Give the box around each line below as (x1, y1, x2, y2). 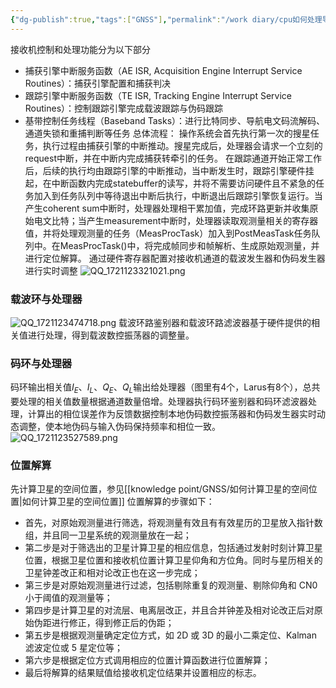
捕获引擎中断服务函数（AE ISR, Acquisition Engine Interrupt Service (24, 64, 303, 76)
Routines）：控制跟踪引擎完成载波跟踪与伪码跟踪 (24, 102, 224, 114)
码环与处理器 (10, 356, 73, 370)
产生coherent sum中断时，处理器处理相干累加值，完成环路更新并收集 (24, 202, 310, 214)
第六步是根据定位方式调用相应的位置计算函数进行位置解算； (24, 654, 271, 666)
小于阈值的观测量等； (24, 592, 113, 604)
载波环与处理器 (10, 292, 83, 306)
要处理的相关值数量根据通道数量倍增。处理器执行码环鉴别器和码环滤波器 (10, 396, 308, 408)
